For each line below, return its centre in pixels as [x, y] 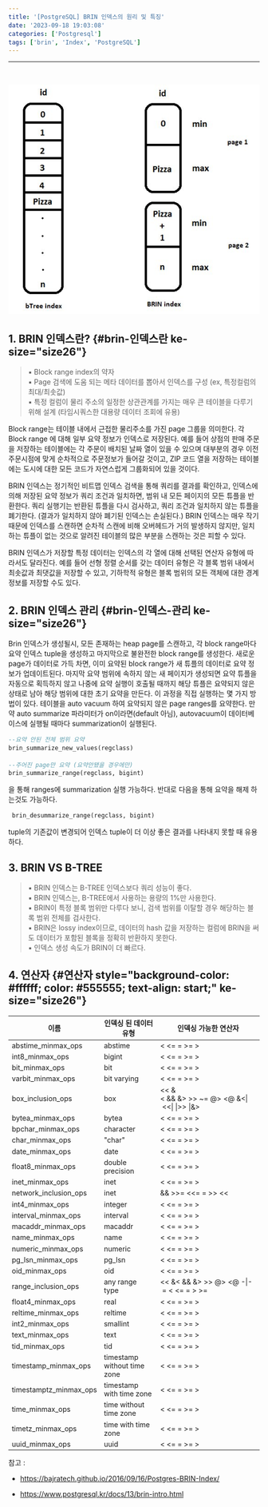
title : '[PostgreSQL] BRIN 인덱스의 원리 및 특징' [87, 17]
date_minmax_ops [41, 1151]
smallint [116, 1324]
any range [120, 1282]
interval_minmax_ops [46, 1215]
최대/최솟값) [47, 392]
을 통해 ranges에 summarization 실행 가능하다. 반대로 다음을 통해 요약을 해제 [129, 789]
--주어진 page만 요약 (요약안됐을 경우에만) [71, 765]
